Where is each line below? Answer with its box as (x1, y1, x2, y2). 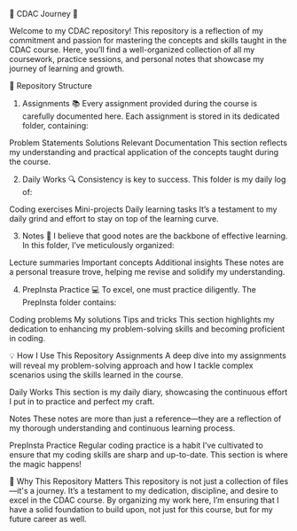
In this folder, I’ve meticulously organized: (21, 240, 175, 250)
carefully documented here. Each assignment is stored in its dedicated (21, 111, 280, 121)
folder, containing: (21, 121, 89, 130)
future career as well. (9, 514, 87, 524)
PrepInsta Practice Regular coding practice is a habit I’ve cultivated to (9, 440, 263, 450)
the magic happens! (9, 459, 82, 469)
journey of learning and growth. (9, 63, 125, 74)
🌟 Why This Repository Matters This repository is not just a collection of (9, 476, 271, 487)
